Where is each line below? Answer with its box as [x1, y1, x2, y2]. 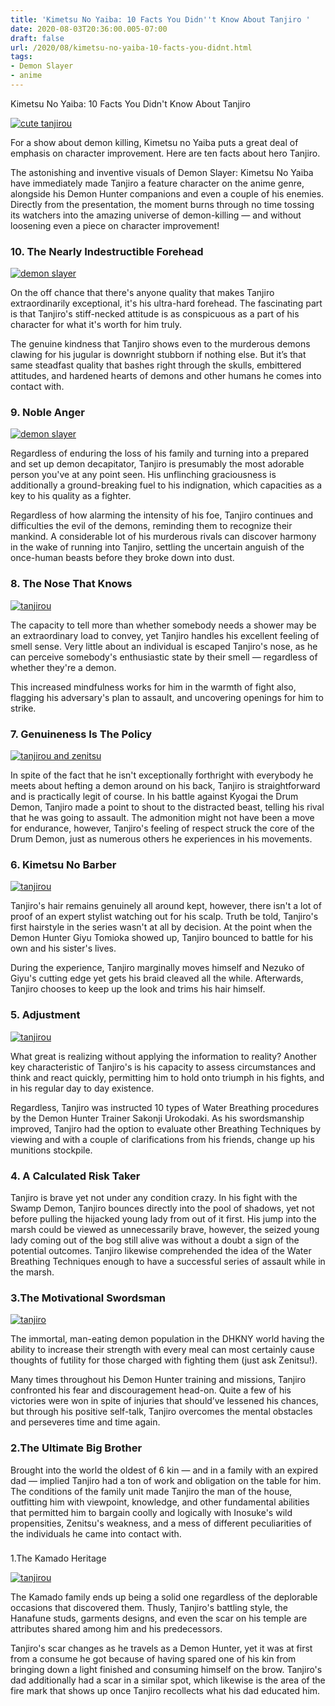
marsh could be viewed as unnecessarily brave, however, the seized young [10, 1223, 320, 1235]
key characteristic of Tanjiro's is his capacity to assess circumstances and [10, 1061, 317, 1073]
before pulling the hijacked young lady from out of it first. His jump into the [10, 1212, 317, 1225]
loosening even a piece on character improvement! [10, 219, 220, 231]
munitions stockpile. [10, 1144, 93, 1156]
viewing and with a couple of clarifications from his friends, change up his [10, 1133, 315, 1145]
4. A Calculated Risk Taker [10, 1169, 141, 1183]
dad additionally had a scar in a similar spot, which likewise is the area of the [10, 1674, 326, 1686]
